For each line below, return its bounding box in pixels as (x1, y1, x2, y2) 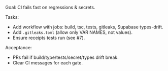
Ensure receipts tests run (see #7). (12, 35, 85, 41)
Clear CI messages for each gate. (12, 60, 83, 65)
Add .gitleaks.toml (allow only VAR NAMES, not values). (12, 29, 133, 35)
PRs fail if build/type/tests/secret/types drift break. (12, 54, 119, 60)
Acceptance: (5, 45, 32, 50)
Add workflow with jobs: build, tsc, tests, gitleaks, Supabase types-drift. (12, 24, 163, 30)
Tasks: (5, 14, 19, 20)
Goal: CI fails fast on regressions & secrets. (5, 5, 95, 10)
